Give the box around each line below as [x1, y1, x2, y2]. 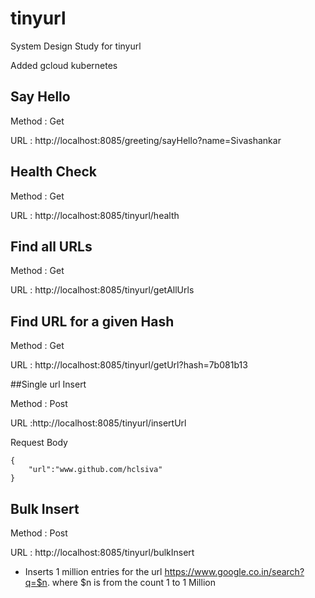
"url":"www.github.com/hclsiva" [28, 465, 163, 475]
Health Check [10, 163, 98, 181]
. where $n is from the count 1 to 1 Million [46, 577, 216, 588]
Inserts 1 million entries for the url [24, 566, 163, 577]
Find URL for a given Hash [10, 313, 175, 330]
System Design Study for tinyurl [10, 40, 142, 52]
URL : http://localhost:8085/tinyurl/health [10, 209, 180, 221]
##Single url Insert [10, 378, 87, 391]
